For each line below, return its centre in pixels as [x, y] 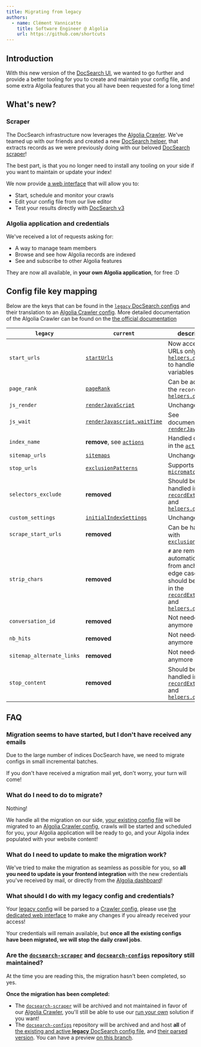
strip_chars [26, 579]
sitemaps [98, 455]
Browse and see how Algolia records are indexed [75, 254]
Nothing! [17, 808]
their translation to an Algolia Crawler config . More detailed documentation [98, 312]
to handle [181, 364]
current [124, 333]
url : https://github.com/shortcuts [61, 34]
